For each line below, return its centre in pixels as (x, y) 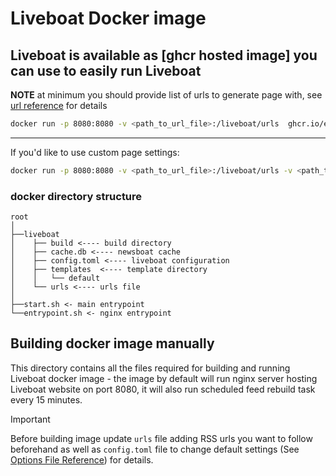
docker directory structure (76, 196)
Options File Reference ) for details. (82, 459)
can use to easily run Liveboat (106, 70)
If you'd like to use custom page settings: (95, 152)
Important (30, 419)
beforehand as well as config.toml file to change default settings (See (155, 449)
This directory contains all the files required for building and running (150, 368)
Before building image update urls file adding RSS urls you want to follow (161, 438)
